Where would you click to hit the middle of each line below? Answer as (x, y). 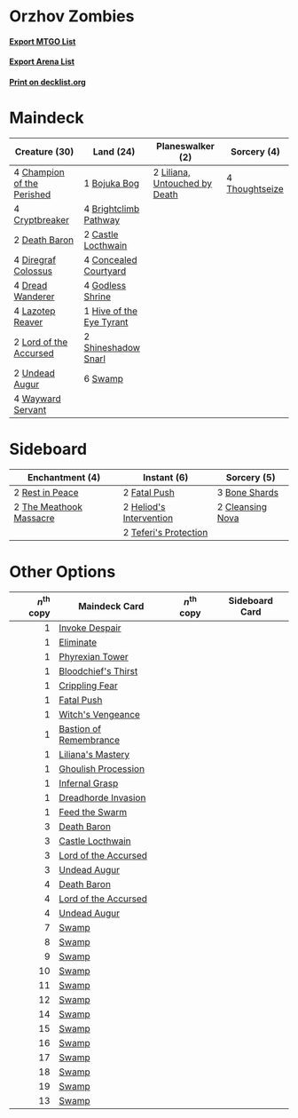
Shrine (97, 297)
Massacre (34, 518)
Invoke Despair (90, 628)
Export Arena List (42, 62)
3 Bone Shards (248, 492)
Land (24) (114, 151)
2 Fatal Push (149, 492)
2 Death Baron (43, 240)
